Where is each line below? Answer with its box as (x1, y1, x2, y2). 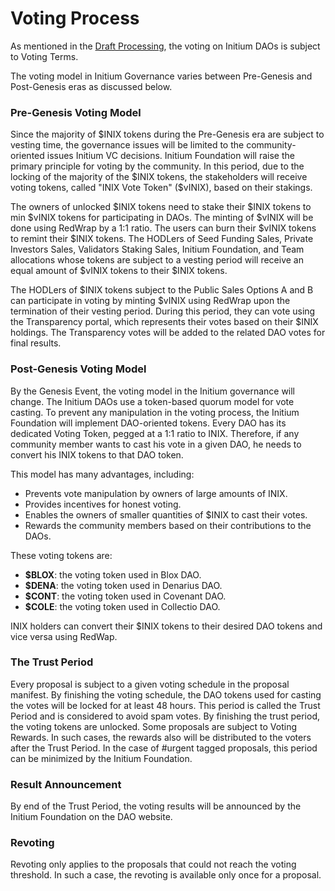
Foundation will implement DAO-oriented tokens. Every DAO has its (10, 417, 287, 429)
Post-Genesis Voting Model (10, 362, 147, 376)
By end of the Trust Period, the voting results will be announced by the (10, 800, 302, 812)
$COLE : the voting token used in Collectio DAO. (24, 600, 221, 612)
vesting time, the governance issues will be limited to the (10, 139, 245, 151)
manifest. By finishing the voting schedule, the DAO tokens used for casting (10, 688, 322, 701)
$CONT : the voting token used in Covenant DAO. (24, 590, 227, 602)
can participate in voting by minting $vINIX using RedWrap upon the (10, 295, 291, 307)
